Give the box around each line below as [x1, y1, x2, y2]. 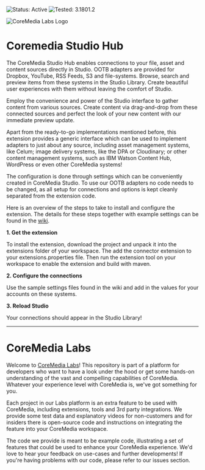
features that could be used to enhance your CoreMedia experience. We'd [6, 443, 193, 450]
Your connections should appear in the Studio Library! [6, 314, 142, 321]
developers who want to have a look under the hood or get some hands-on [6, 367, 195, 375]
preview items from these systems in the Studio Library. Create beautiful [6, 78, 189, 86]
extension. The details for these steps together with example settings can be [6, 210, 199, 218]
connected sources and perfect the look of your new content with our [6, 110, 182, 117]
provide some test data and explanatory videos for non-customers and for [6, 412, 193, 419]
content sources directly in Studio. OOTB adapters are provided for [6, 65, 175, 73]
